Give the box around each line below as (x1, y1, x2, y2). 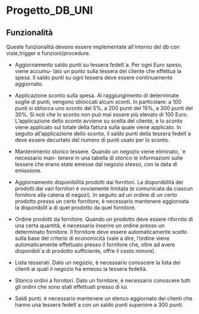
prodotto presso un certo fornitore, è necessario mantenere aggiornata (14, 198, 189, 205)
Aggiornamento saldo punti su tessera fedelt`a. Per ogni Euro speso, (14, 61, 183, 68)
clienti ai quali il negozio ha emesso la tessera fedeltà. (14, 266, 148, 272)
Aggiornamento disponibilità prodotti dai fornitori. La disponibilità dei (14, 179, 184, 185)
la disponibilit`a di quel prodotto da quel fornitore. (14, 204, 136, 211)
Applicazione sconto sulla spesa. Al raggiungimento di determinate (14, 92, 179, 99)
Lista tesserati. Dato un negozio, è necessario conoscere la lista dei (14, 259, 181, 266)
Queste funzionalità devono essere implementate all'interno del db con (6, 43, 180, 50)
